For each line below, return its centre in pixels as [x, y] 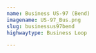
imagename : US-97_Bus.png [44, 20]
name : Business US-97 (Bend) [48, 13]
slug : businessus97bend [41, 26]
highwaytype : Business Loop [47, 33]
